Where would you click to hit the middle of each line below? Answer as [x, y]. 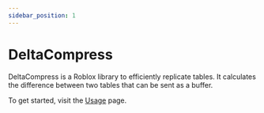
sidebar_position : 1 [42, 15]
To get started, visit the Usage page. [68, 100]
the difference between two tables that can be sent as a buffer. [111, 85]
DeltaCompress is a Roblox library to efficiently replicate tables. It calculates [132, 77]
